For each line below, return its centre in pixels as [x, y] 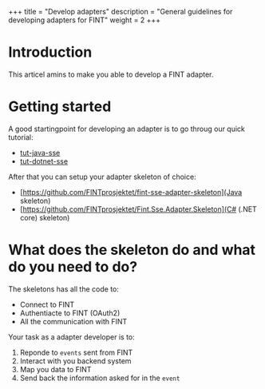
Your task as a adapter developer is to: [72, 337]
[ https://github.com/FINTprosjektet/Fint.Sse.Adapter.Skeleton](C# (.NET [138, 209]
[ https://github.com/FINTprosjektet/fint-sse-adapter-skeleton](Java [131, 192]
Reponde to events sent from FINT [76, 352]
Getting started [60, 107]
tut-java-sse [40, 153]
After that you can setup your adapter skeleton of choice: [103, 177]
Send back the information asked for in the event [100, 378]
